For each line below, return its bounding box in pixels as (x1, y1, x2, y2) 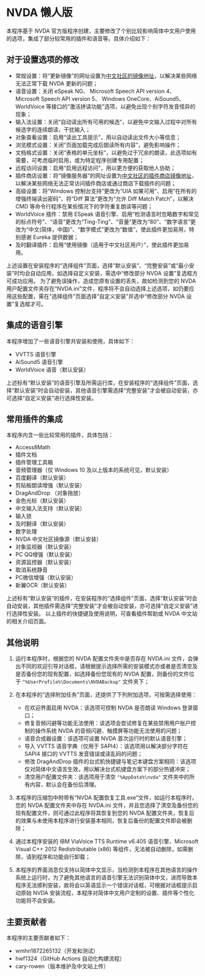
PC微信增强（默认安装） (15, 574, 76, 581)
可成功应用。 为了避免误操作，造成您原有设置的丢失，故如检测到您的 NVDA (6, 277, 196, 285)
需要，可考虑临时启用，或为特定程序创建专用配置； (15, 156, 144, 163)
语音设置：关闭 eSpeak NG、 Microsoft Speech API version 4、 (15, 87, 176, 95)
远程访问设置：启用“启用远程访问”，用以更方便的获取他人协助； (15, 164, 176, 171)
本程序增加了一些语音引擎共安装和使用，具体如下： (6, 337, 135, 345)
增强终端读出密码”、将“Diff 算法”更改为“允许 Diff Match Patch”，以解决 (15, 195, 194, 202)
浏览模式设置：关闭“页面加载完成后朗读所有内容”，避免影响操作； (15, 141, 182, 148)
